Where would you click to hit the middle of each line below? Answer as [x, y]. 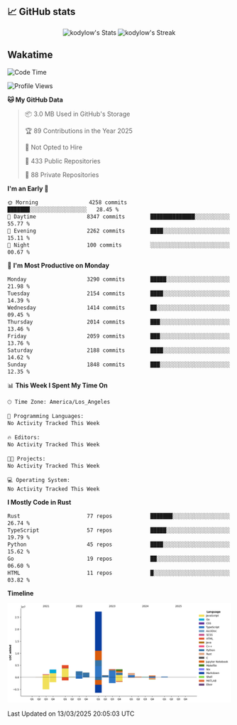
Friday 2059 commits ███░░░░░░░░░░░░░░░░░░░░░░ [119, 336]
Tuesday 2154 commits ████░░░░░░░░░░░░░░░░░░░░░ [119, 294]
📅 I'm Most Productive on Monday [59, 265]
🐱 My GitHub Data [35, 100]
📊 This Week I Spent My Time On [57, 385]
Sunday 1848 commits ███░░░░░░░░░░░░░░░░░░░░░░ [119, 365]
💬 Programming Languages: [45, 416]
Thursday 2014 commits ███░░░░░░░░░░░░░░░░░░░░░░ [119, 322]
